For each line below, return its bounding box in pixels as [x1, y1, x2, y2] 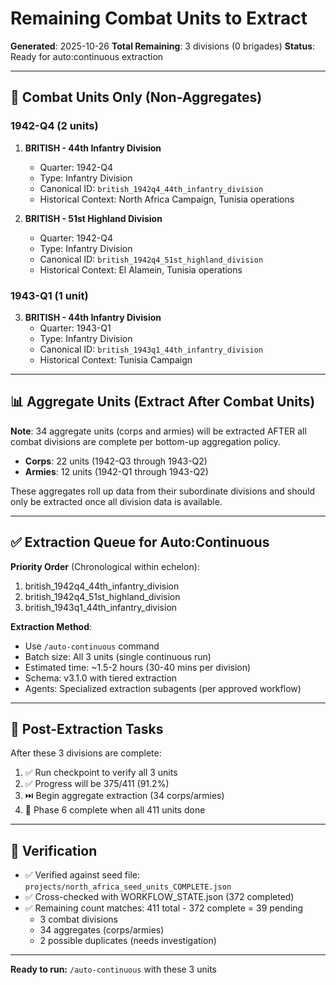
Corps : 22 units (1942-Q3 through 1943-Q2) [24, 455, 208, 467]
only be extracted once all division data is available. [10, 495, 223, 507]
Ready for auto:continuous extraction [10, 50, 164, 62]
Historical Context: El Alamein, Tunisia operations [39, 263, 243, 276]
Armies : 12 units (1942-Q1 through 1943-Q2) [24, 465, 209, 477]
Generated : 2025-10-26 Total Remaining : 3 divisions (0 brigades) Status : [10, 40, 316, 52]
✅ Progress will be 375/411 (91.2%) [24, 778, 170, 790]
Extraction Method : [10, 620, 93, 632]
